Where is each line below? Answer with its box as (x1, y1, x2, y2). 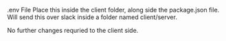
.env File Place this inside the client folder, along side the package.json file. (7, 6, 220, 14)
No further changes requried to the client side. (7, 27, 139, 34)
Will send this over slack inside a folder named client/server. (7, 13, 177, 21)
